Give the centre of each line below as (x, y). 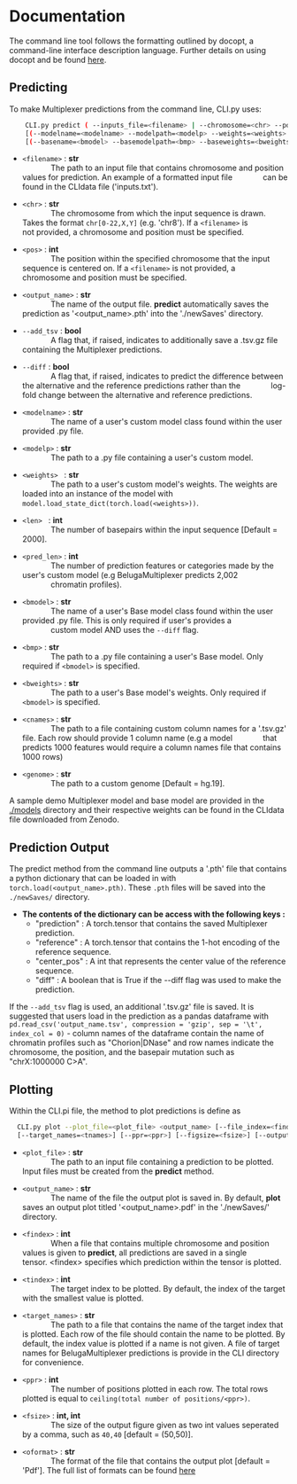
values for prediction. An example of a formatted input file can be (155, 177)
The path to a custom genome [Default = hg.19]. (137, 784)
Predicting (38, 87)
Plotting (31, 1089)
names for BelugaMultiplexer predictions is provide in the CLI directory (151, 1353)
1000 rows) (42, 757)
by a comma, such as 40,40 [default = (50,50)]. (107, 1434)
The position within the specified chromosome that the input (160, 259)
